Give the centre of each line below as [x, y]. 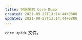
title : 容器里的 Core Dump [31, 9]
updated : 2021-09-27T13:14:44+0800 [41, 18]
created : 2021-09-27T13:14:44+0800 [41, 14]
